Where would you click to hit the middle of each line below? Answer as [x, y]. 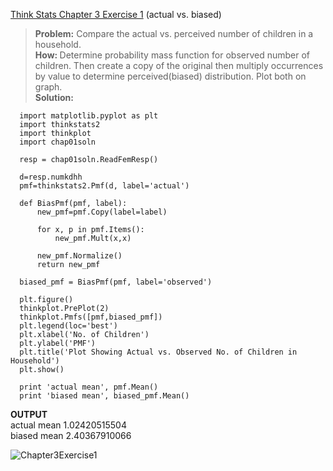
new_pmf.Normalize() [79, 256]
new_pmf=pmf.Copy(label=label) [102, 212]
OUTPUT [29, 414]
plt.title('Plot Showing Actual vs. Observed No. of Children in [158, 352]
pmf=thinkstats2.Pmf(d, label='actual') [104, 186]
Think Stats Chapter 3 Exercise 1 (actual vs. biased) [116, 14]
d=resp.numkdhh [51, 177]
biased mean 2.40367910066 [71, 435]
